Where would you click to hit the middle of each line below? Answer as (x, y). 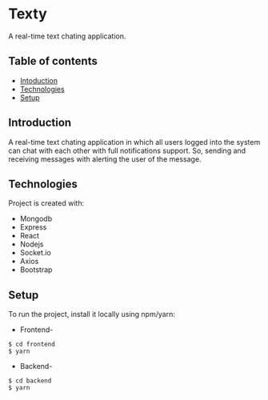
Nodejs (32, 244)
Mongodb (36, 219)
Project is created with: (46, 203)
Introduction (40, 123)
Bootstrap (36, 270)
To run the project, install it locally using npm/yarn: (92, 314)
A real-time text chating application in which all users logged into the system (134, 142)
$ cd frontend (32, 345)
